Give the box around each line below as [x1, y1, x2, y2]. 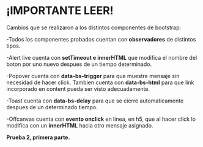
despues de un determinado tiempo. [6, 103, 98, 110]
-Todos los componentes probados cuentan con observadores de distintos [6, 35, 196, 43]
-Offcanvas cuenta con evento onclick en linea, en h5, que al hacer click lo [6, 115, 196, 123]
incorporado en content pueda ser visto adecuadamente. [6, 85, 150, 92]
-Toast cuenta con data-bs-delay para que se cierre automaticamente [6, 97, 184, 104]
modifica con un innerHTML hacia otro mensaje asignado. [6, 121, 153, 129]
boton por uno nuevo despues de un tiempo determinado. [6, 60, 152, 68]
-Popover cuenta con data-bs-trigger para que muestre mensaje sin [6, 72, 180, 79]
